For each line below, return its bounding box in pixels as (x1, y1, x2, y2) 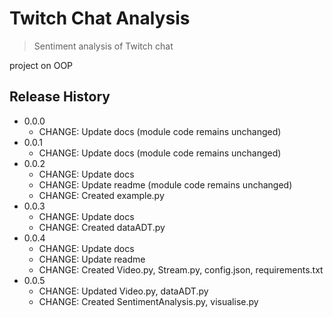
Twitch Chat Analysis (9, 7, 191, 30)
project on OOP (9, 59, 74, 71)
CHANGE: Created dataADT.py (38, 221, 166, 233)
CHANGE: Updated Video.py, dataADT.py (38, 285, 209, 297)
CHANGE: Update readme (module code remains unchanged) (38, 178, 293, 191)
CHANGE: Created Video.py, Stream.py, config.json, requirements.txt (38, 263, 324, 276)
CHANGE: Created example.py (38, 189, 165, 201)
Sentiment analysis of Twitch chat (33, 40, 174, 52)
